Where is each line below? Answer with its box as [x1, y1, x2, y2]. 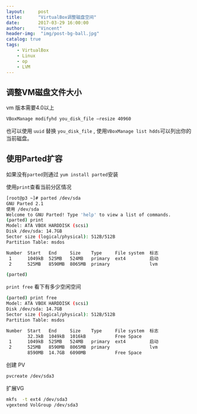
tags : [6, 42, 20, 48]
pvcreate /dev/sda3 [6, 373, 55, 379]
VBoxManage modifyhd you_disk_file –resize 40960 [6, 116, 132, 122]
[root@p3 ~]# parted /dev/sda [6, 195, 81, 201]
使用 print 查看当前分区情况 [6, 183, 72, 190]
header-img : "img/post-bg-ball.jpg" [6, 31, 100, 37]
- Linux [17, 53, 36, 59]
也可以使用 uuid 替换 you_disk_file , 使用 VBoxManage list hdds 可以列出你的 [6, 128, 192, 135]
